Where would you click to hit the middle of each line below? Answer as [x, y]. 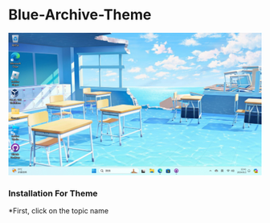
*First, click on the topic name [59, 211]
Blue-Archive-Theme [80, 15]
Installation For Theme [53, 193]
